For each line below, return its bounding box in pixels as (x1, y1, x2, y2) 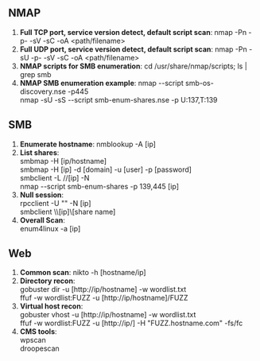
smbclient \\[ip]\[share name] (19, 207, 116, 216)
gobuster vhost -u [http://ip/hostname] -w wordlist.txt (19, 310, 196, 320)
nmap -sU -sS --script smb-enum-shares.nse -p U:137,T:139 (19, 95, 218, 104)
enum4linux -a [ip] (19, 223, 81, 233)
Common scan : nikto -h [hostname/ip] (19, 268, 146, 278)
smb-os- (185, 78, 215, 87)
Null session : (19, 190, 64, 200)
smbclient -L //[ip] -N (19, 173, 90, 182)
